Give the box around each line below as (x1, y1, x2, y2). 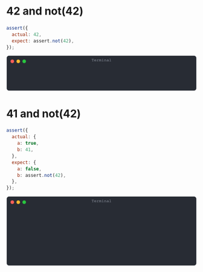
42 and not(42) (6, 4, 83, 18)
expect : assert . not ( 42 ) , (11, 38, 74, 44)
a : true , (17, 141, 39, 147)
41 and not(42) (6, 107, 82, 121)
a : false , (17, 165, 42, 172)
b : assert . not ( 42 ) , (17, 172, 66, 178)
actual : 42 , (11, 32, 42, 38)
